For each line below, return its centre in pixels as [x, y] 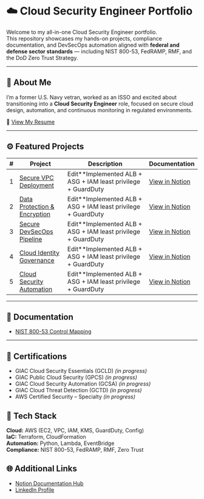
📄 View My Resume [31, 122]
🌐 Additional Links [42, 469]
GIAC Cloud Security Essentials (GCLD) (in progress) [81, 371]
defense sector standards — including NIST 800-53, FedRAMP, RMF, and [99, 51]
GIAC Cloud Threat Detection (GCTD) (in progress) [78, 390]
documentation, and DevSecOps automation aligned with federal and [93, 45]
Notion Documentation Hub [49, 483]
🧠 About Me [29, 83]
